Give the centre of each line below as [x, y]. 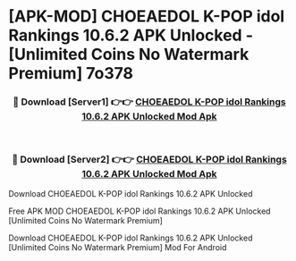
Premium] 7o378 [71, 74]
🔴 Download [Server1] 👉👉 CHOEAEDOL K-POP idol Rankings [149, 102]
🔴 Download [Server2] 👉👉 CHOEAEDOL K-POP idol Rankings [149, 160]
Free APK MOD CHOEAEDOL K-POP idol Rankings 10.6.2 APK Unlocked [140, 211]
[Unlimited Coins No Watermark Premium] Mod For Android [118, 247]
